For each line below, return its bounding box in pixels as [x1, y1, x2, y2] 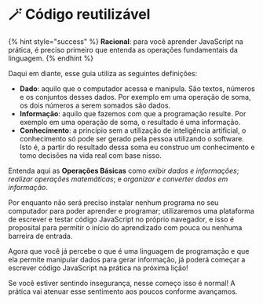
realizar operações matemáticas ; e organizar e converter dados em [8, 174, 228, 184]
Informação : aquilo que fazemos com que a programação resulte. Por [19, 108, 247, 118]
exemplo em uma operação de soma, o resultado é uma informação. [19, 117, 241, 126]
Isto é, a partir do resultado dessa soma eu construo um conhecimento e [19, 142, 255, 152]
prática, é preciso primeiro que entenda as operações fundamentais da [8, 45, 238, 54]
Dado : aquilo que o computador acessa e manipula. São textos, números [19, 83, 255, 93]
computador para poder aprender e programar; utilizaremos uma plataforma [8, 206, 255, 215]
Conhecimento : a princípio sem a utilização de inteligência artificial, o [19, 126, 247, 135]
